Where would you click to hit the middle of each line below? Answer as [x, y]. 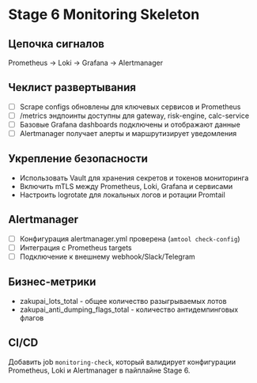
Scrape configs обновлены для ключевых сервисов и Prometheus [130, 106]
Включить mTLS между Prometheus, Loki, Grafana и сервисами [126, 186]
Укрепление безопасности [78, 159]
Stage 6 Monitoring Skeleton [104, 15]
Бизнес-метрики [52, 282]
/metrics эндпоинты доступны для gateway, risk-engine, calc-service [134, 116]
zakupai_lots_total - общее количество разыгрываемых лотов [123, 301]
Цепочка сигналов [57, 44]
